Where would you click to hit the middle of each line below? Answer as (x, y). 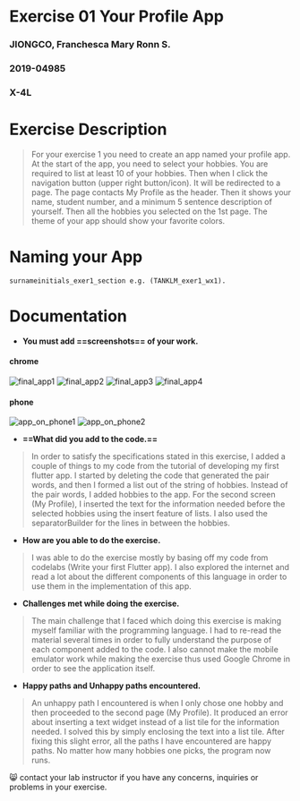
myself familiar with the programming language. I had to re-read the (156, 631)
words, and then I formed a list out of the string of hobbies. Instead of (159, 485)
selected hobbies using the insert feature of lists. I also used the (150, 514)
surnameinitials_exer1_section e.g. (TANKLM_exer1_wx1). (118, 281)
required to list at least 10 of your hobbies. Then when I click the (150, 173)
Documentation (69, 316)
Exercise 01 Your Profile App (116, 17)
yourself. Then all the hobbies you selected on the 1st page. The (149, 211)
